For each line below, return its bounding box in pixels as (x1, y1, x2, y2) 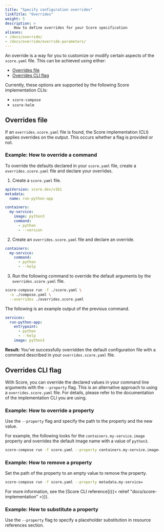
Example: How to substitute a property (5, 506, 99, 513)
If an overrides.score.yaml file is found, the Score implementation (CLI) (5, 129, 149, 135)
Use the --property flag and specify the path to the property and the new (5, 418, 153, 424)
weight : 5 (5, 16, 25, 21)
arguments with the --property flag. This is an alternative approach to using (5, 384, 158, 390)
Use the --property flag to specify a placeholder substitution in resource (5, 517, 151, 523)
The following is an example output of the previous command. (5, 306, 130, 312)
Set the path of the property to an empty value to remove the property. (5, 470, 147, 476)
